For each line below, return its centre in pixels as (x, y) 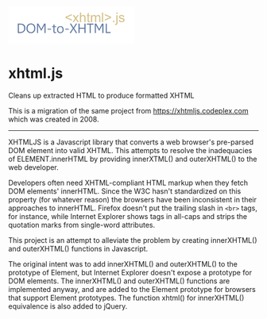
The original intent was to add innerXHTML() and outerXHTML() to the (123, 263)
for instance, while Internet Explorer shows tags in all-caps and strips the (128, 216)
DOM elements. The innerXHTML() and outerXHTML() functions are (119, 281)
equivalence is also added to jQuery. (68, 306)
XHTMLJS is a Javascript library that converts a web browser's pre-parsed (131, 142)
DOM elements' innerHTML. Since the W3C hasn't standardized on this (125, 191)
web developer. (34, 167)
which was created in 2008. (54, 119)
